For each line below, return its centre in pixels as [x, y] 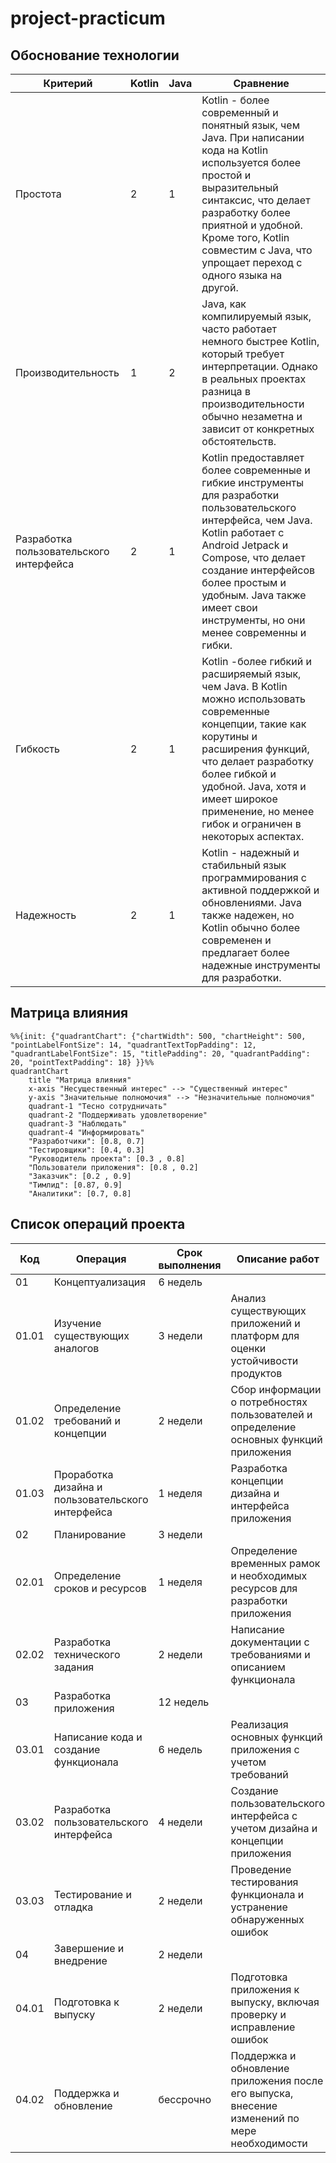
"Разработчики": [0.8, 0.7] [86, 1141]
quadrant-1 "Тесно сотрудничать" [98, 1106]
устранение [259, 1907]
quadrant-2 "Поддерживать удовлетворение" [118, 1115]
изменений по [265, 2118]
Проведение [261, 1869]
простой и [226, 175]
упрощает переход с [252, 262]
